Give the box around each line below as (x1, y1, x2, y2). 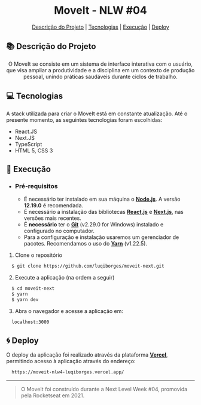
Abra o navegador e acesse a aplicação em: (14, 307, 124, 314)
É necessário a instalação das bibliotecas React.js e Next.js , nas (23, 208, 184, 216)
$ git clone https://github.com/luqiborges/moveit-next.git (11, 263, 165, 269)
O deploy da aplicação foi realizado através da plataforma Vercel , (6, 351, 168, 358)
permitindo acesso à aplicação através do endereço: (6, 358, 136, 365)
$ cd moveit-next (11, 286, 55, 292)
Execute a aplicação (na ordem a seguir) (14, 274, 115, 281)
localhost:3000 (11, 319, 50, 325)
